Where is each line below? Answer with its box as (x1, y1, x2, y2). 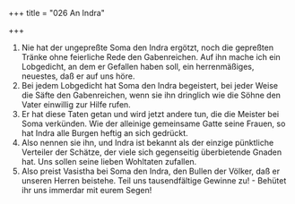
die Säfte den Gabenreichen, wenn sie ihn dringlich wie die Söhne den (21, 89, 282, 100)
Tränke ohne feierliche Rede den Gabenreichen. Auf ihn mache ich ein (21, 52, 282, 62)
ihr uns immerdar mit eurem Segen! (21, 185, 152, 195)
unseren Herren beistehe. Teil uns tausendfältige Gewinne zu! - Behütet (21, 175, 287, 186)
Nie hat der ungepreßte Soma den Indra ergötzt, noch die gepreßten (21, 42, 274, 53)
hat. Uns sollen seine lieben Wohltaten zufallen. (21, 157, 197, 166)
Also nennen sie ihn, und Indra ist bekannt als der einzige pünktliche (21, 138, 274, 148)
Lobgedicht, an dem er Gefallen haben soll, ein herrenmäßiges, (21, 62, 255, 72)
